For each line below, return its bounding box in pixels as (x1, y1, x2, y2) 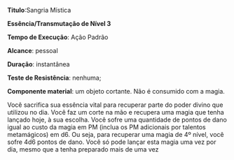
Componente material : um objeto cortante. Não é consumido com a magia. (7, 87, 226, 95)
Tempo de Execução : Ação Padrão (7, 33, 109, 41)
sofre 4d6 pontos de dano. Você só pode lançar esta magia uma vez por (7, 138, 216, 146)
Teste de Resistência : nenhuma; (7, 73, 102, 82)
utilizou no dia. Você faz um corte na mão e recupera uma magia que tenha (7, 108, 224, 116)
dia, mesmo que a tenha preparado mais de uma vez (7, 145, 159, 153)
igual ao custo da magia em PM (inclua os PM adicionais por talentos (7, 123, 206, 131)
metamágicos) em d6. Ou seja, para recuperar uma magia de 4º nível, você (7, 131, 224, 138)
